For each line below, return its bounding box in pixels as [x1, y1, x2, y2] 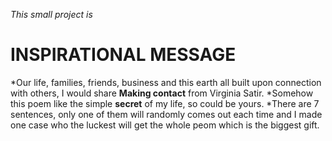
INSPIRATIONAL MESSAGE [10, 44, 237, 66]
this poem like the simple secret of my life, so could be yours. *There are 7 [10, 97, 320, 109]
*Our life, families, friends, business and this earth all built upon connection [10, 76, 322, 88]
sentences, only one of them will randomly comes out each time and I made [10, 108, 323, 120]
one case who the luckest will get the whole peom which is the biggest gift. [10, 119, 320, 131]
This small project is [10, 9, 93, 20]
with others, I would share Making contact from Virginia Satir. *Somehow [10, 87, 314, 99]
